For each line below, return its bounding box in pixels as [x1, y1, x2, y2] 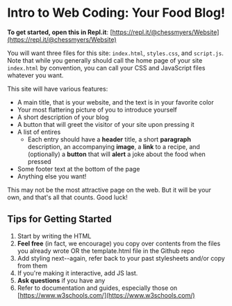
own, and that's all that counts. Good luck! [7, 193, 128, 201]
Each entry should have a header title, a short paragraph [27, 135, 191, 144]
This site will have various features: [7, 84, 108, 93]
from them [17, 261, 47, 270]
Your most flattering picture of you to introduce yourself [17, 105, 177, 114]
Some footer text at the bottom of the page [17, 165, 140, 173]
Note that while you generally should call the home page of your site [7, 56, 203, 64]
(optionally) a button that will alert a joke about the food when [27, 150, 206, 158]
